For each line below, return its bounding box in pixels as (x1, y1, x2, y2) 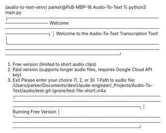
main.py (5, 9, 21, 15)
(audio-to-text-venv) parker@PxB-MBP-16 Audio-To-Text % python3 (5, 4, 146, 10)
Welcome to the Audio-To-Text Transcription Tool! (56, 31, 158, 36)
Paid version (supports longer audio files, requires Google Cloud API (12, 66, 153, 72)
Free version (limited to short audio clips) (12, 62, 97, 67)
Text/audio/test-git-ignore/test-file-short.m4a (12, 88, 106, 93)
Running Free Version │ (12, 109, 61, 115)
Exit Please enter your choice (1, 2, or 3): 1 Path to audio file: (12, 77, 136, 83)
